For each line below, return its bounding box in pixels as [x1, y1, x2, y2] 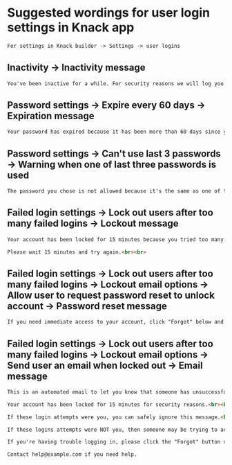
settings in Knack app [7, 19, 135, 35]
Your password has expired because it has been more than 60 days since [7, 128, 221, 136]
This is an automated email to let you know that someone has [7, 388, 190, 396]
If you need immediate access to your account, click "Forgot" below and [7, 319, 224, 326]
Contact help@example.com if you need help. [7, 451, 137, 458]
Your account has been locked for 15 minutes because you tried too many [7, 236, 224, 243]
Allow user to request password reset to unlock [7, 289, 215, 301]
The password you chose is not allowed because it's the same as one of [7, 188, 221, 195]
